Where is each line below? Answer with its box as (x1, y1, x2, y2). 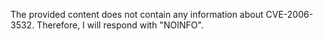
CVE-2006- (265, 9, 314, 20)
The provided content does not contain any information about (10, 9, 264, 20)
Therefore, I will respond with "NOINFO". (36, 19, 204, 31)
